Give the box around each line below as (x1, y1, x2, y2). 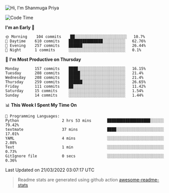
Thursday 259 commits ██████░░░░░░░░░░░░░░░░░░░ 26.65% (5, 80, 146, 85)
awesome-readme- (118, 177, 159, 182)
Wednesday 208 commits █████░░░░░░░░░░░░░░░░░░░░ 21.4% (5, 75, 144, 80)
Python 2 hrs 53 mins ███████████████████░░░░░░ (5, 118, 164, 123)
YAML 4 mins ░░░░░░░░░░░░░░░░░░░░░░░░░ (5, 136, 164, 141)
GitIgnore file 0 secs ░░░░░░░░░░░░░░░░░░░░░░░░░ (5, 153, 164, 159)
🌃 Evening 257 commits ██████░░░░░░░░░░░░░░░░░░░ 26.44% (5, 43, 146, 48)
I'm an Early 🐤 (5, 24, 35, 30)
